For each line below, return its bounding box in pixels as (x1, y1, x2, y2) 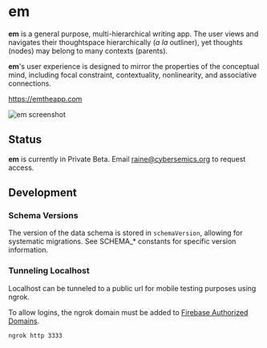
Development (8, 186, 78, 200)
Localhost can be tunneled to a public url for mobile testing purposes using (8, 283, 257, 293)
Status (8, 133, 42, 147)
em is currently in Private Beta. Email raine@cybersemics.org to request (8, 154, 246, 164)
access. (8, 163, 34, 172)
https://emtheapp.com (8, 94, 83, 103)
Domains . (8, 316, 40, 326)
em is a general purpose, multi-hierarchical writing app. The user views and (8, 29, 259, 38)
